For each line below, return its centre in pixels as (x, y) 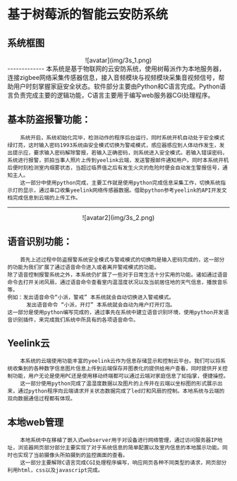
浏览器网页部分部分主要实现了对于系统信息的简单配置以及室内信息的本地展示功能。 (120, 448)
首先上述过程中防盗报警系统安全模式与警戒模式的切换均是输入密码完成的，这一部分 (122, 260)
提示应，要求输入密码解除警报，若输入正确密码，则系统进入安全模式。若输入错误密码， (120, 153)
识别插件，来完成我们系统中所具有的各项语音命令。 (75, 320)
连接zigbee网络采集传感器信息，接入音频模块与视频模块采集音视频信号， (113, 77)
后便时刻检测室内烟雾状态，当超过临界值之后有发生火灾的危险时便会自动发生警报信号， (115, 168)
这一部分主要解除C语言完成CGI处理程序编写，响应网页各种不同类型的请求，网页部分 (123, 463)
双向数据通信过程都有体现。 (42, 399)
